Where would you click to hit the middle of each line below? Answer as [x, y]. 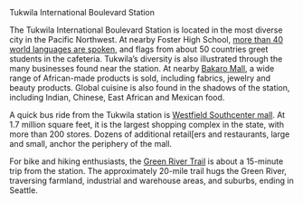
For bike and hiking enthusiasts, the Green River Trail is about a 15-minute [147, 161]
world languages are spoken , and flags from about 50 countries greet [139, 49]
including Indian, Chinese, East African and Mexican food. [117, 97]
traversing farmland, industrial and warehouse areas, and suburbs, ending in [151, 180]
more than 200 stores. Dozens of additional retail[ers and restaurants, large [150, 134]
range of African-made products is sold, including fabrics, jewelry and [140, 78]
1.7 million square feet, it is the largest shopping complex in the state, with [147, 125]
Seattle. [24, 190]
